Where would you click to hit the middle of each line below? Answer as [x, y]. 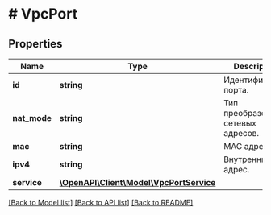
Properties [35, 44]
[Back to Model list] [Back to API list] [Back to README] [101, 203]
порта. [236, 90]
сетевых [240, 123]
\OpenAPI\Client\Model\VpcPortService [138, 182]
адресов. [241, 133]
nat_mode [32, 118]
